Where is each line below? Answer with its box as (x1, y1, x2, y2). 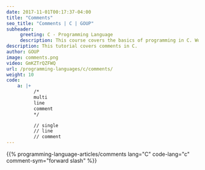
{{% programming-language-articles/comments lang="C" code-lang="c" (6, 150, 190, 158)
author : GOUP (6, 49, 40, 55)
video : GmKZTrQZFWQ (6, 60, 56, 66)
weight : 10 (6, 72, 34, 78)
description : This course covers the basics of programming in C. (20, 37, 192, 43)
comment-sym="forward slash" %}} (6, 157, 98, 164)
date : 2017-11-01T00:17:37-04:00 (6, 9, 92, 15)
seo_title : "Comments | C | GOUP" (6, 20, 95, 26)
